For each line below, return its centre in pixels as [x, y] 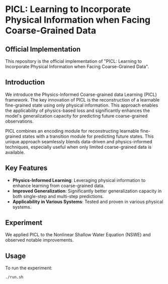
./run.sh [14, 277]
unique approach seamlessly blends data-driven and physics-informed [79, 141]
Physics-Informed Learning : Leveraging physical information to [79, 180]
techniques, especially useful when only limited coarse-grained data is [78, 147]
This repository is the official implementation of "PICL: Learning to [74, 61]
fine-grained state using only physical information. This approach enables [82, 105]
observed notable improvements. [39, 240]
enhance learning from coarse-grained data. [58, 185]
